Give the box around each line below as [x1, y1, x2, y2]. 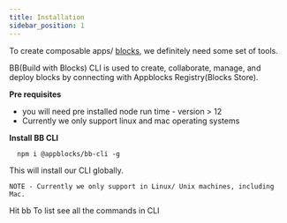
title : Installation [9, 12, 86, 22]
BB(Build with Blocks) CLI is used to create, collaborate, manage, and [9, 63, 261, 73]
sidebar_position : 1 [9, 21, 86, 30]
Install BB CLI [9, 132, 59, 143]
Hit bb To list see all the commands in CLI [9, 204, 161, 216]
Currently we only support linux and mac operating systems [21, 115, 240, 126]
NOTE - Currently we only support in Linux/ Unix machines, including [9, 182, 275, 190]
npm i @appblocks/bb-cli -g [17, 149, 121, 159]
